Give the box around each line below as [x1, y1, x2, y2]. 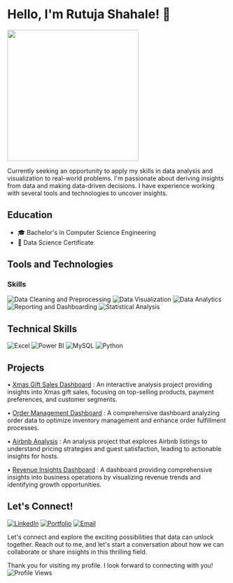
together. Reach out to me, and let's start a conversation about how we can [7, 540, 224, 548]
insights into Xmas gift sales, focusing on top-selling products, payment [7, 388, 215, 396]
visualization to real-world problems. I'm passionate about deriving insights [7, 174, 224, 182]
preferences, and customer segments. [7, 395, 118, 404]
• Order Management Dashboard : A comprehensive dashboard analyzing [7, 409, 220, 417]
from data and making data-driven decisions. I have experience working [7, 181, 215, 189]
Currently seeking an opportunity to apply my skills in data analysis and [7, 166, 213, 175]
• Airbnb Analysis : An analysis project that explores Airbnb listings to [7, 437, 208, 446]
